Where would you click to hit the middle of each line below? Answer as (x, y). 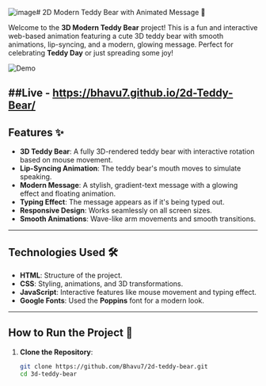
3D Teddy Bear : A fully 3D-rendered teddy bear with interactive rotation (137, 151)
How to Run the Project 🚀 (70, 333)
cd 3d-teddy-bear (48, 374)
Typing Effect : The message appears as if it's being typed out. (122, 202)
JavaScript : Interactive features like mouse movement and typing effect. (138, 292)
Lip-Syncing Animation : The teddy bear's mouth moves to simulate (130, 168)
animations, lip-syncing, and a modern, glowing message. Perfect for (121, 44)
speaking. (36, 177)
